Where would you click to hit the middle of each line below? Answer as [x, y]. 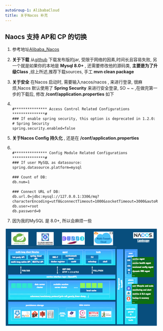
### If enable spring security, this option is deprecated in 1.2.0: [84, 119]
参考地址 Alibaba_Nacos [36, 49]
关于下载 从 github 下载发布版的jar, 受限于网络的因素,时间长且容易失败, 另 [84, 60]
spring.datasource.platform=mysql [47, 168]
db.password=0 [26, 211]
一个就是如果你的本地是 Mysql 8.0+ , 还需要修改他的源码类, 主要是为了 [83, 66]
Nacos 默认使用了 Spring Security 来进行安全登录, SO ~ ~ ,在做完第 [86, 88]
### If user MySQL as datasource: [47, 163]
